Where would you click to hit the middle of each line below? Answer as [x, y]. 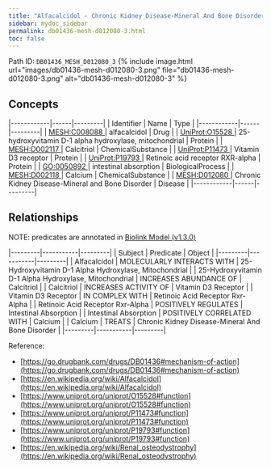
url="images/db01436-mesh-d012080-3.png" [85, 70]
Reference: [27, 345]
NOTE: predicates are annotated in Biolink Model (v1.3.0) [102, 237]
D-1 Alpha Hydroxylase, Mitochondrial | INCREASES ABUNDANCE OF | [125, 278]
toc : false [27, 38]
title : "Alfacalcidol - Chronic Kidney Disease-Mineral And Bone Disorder [137, 16]
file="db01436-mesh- [198, 70]
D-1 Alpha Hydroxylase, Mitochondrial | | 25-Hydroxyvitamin [162, 270]
